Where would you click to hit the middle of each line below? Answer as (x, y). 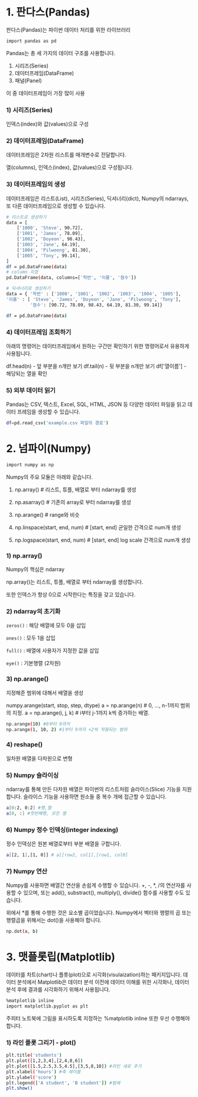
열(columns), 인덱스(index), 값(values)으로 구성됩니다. (70, 167)
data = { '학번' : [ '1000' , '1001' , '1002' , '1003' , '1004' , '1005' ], (94, 294)
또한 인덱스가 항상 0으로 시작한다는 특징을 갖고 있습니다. (71, 594)
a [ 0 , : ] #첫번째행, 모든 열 (36, 813)
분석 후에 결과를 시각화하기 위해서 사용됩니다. (58, 990)
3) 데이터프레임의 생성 (36, 185)
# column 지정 (22, 272)
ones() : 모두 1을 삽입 (31, 638)
